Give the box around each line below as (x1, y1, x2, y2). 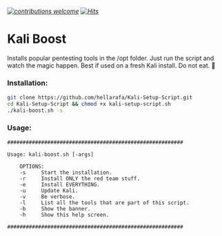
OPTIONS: (19, 163, 45, 170)
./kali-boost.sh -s (7, 107, 63, 114)
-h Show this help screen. (19, 211, 110, 218)
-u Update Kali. (19, 187, 79, 194)
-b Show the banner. (19, 205, 91, 212)
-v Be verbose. (19, 193, 76, 200)
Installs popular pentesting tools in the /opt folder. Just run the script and (7, 54, 214, 62)
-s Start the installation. (19, 169, 112, 176)
